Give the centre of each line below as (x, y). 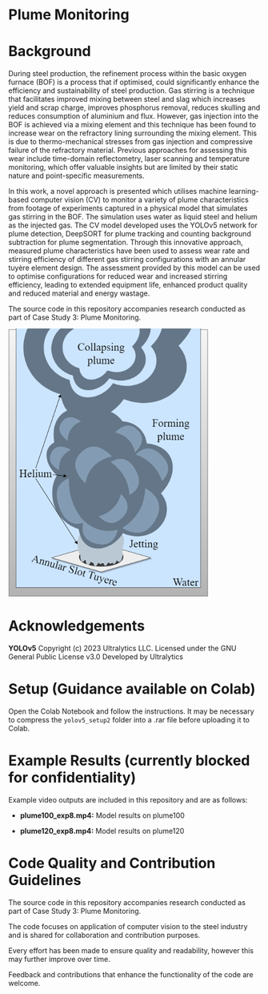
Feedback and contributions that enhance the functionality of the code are (131, 974)
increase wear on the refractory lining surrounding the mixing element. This (133, 133)
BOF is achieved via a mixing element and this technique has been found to (132, 125)
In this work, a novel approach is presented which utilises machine (118, 191)
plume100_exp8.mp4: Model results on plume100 (102, 815)
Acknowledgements (77, 626)
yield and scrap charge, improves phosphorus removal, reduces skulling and (134, 108)
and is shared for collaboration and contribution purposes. (104, 935)
